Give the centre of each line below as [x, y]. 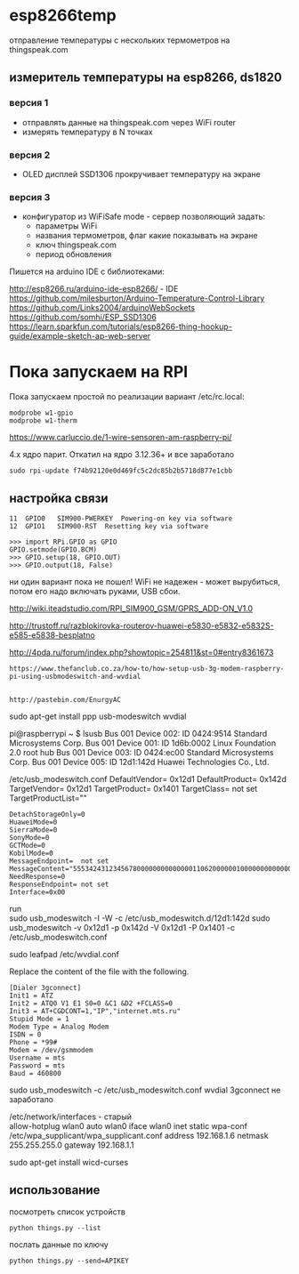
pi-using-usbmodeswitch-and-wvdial [75, 676]
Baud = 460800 [36, 1073]
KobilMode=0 [31, 853]
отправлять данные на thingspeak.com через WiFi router [129, 122]
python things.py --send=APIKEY [69, 1261]
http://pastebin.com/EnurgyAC [65, 699]
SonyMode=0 [29, 837]
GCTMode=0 [28, 845]
